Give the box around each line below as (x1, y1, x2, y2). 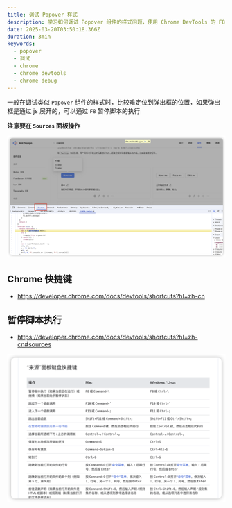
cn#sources (17, 340, 52, 348)
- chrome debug (13, 77, 57, 84)
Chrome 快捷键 (7, 273, 73, 285)
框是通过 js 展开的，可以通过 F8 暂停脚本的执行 (7, 106, 141, 115)
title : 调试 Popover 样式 (7, 11, 78, 18)
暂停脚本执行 (7, 314, 62, 325)
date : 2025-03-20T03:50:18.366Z (7, 26, 100, 33)
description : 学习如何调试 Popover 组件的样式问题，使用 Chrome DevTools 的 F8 (7, 18, 225, 26)
